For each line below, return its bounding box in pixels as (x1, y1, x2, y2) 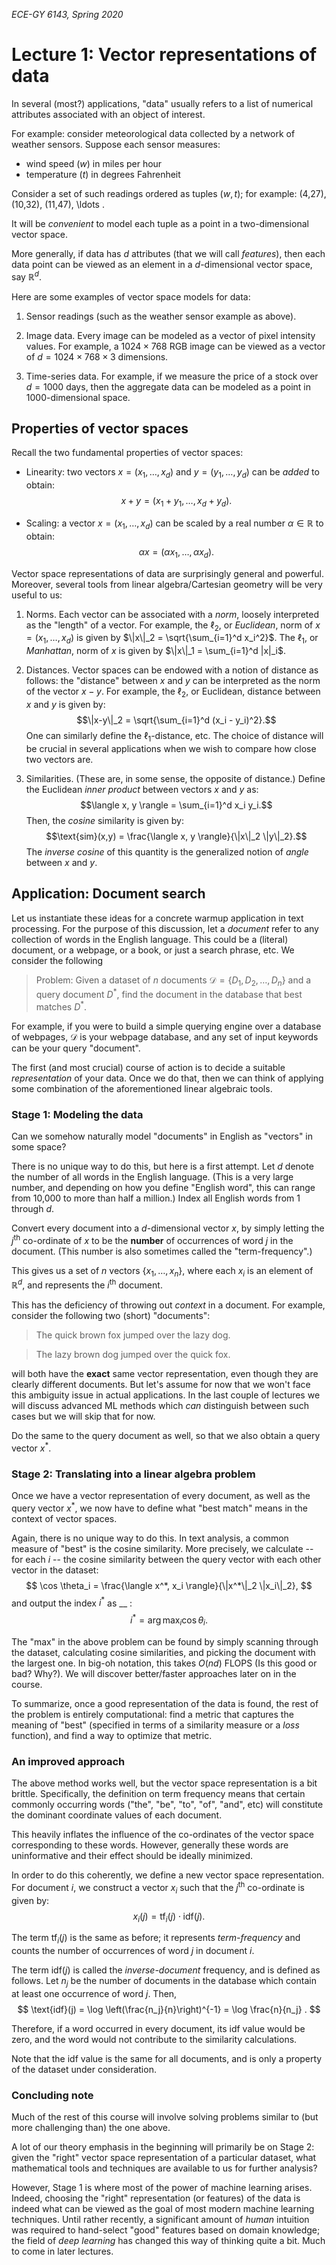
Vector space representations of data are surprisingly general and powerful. (11, 567, 325, 579)
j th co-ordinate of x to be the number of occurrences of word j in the (11, 1233, 294, 1246)
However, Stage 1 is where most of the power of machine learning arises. (11, 2182, 313, 2194)
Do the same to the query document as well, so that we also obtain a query (11, 1430, 321, 1442)
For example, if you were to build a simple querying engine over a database (11, 1020, 322, 1032)
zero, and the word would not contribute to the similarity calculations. (11, 2033, 298, 2045)
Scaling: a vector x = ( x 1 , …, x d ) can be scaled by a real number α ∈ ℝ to (25, 517, 324, 531)
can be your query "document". (11, 1042, 141, 1054)
